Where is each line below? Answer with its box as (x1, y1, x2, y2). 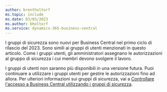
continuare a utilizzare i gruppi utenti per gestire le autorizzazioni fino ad (5, 70, 155, 76)
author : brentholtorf (5, 7, 51, 12)
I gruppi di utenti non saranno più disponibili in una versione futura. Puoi (5, 65, 154, 71)
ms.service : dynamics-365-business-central (5, 26, 98, 31)
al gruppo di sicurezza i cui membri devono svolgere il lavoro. (5, 55, 132, 61)
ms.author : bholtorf (5, 21, 49, 26)
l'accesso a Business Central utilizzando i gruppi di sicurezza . (5, 81, 133, 87)
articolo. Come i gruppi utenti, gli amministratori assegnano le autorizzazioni (5, 50, 162, 56)
